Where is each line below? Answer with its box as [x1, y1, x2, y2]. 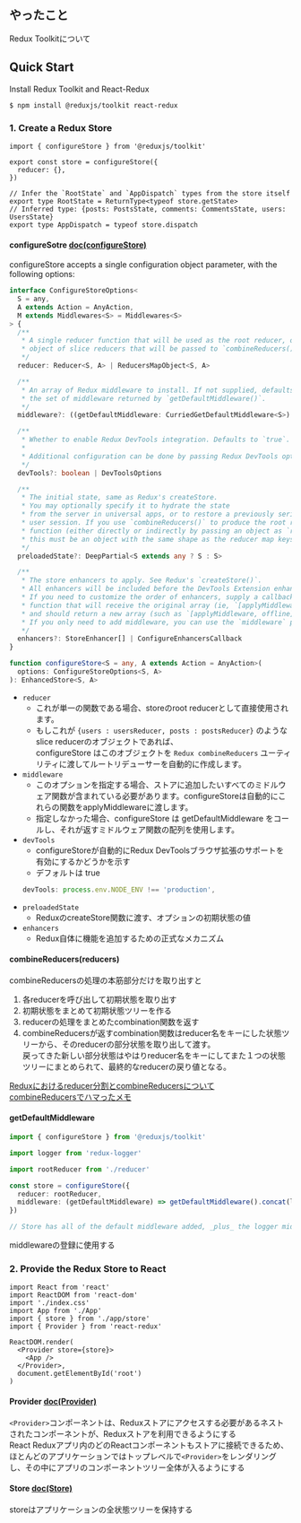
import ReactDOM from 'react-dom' [9, 1291, 139, 1300]
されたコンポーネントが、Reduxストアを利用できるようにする [9, 1428, 237, 1439]
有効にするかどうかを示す [35, 856, 131, 866]
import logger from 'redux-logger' [9, 1148, 142, 1158]
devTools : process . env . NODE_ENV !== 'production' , [21, 885, 216, 894]
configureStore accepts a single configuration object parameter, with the [9, 259, 278, 270]
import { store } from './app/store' [9, 1314, 150, 1324]
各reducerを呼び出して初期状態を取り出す [21, 994, 177, 1005]
